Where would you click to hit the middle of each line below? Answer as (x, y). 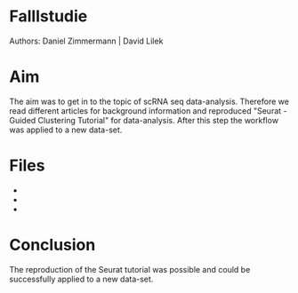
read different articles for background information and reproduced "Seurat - (148, 111)
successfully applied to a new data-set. (81, 279)
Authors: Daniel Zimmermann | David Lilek (86, 41)
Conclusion (52, 245)
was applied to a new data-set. (66, 130)
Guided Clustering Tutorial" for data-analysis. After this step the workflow (144, 120)
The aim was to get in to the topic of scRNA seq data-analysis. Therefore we (149, 101)
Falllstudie (48, 16)
